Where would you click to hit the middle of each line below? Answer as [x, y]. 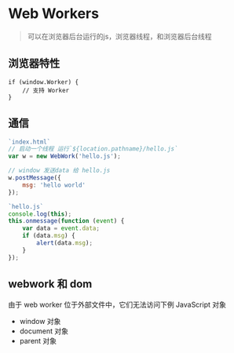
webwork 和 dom [50, 284]
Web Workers [54, 14]
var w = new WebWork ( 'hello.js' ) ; [65, 156]
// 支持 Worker [46, 90]
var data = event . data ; [61, 228]
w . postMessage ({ [35, 178]
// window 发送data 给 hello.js [59, 171]
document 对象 [44, 331]
